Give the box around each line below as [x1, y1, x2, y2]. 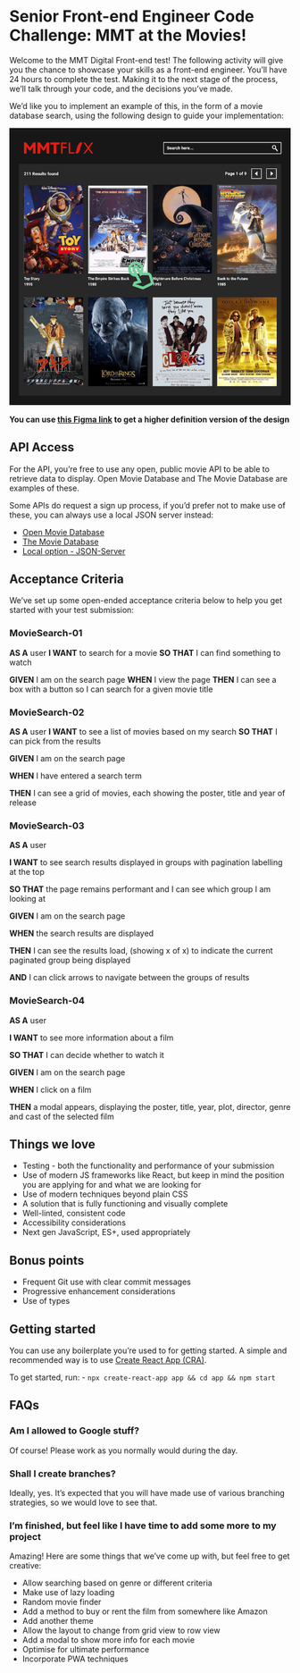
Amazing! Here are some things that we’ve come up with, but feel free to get [9, 1551, 290, 1561]
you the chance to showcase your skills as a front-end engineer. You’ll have [9, 64, 287, 75]
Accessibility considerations [21, 1217, 127, 1228]
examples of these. [9, 483, 80, 493]
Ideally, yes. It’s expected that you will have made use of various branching [9, 1487, 286, 1498]
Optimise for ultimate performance [21, 1644, 150, 1655]
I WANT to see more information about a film [9, 1032, 174, 1043]
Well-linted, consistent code [21, 1208, 126, 1219]
